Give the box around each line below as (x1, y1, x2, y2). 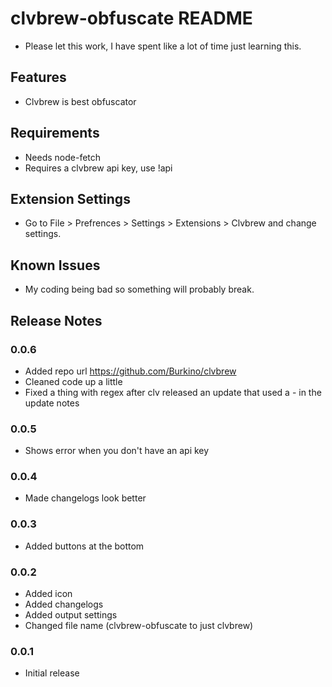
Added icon (24, 588, 73, 600)
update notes (24, 397, 80, 409)
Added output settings (24, 609, 118, 621)
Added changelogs (24, 598, 104, 611)
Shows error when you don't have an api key (24, 445, 210, 457)
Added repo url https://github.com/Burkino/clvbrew (24, 365, 237, 377)
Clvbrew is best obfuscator (24, 95, 137, 107)
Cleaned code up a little (24, 375, 123, 387)
